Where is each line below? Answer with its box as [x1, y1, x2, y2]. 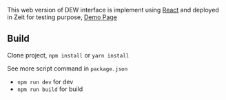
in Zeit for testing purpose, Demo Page [7, 13, 117, 21]
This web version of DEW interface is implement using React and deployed [7, 6, 219, 14]
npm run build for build [17, 85, 83, 93]
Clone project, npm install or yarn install [7, 51, 130, 59]
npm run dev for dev [17, 77, 74, 86]
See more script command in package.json [7, 64, 128, 73]
